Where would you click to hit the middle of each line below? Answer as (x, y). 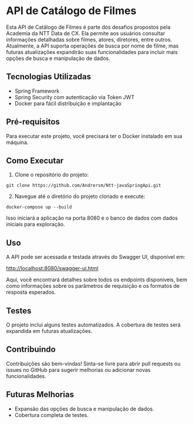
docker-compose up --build (39, 207)
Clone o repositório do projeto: (52, 175)
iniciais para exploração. (36, 224)
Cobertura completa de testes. (52, 415)
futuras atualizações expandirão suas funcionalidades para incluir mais (92, 52)
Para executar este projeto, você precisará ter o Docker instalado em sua (94, 136)
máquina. (17, 142)
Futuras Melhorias (40, 395)
